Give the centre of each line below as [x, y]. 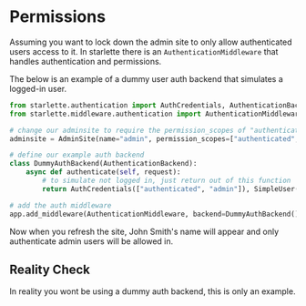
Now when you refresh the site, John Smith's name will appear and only [144, 231]
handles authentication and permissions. [86, 61]
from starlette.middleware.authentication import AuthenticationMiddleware [156, 114]
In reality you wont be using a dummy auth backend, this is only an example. [153, 291]
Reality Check [50, 269]
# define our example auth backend [77, 155]
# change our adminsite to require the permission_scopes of [128, 130]
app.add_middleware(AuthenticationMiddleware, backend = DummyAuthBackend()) [156, 214]
